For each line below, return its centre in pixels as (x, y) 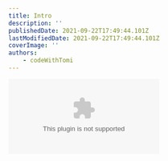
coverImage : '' (34, 46)
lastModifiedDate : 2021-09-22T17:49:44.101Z (84, 38)
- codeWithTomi (48, 61)
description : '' (35, 23)
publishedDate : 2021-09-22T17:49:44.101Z (79, 30)
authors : (23, 53)
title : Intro (30, 16)
